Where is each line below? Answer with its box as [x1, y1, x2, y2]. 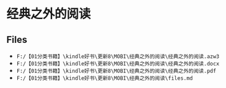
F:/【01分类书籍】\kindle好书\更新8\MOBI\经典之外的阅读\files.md [16, 75, 193, 82]
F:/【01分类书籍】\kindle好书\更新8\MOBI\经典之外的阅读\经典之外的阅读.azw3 [16, 53, 220, 60]
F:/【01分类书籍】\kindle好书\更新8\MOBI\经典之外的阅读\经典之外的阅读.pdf [16, 68, 217, 74]
